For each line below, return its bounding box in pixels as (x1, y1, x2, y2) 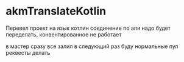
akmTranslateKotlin (5, 4, 107, 18)
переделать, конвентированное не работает (5, 30, 122, 38)
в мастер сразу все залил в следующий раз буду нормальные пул (5, 43, 179, 50)
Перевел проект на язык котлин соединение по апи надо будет (5, 24, 171, 32)
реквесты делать (5, 49, 51, 56)
